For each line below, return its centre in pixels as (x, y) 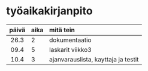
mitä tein (62, 30)
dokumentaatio (70, 40)
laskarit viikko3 (70, 50)
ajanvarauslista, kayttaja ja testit (94, 59)
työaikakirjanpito (49, 11)
